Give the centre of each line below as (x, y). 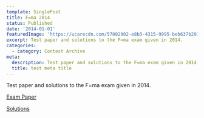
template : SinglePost (34, 12)
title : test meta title (42, 68)
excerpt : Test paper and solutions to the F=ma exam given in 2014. (95, 40)
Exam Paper (21, 97)
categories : (21, 46)
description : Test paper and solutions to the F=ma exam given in (97, 62)
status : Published (29, 23)
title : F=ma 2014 (28, 18)
